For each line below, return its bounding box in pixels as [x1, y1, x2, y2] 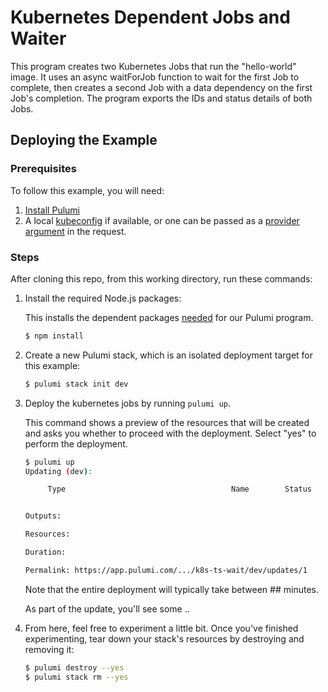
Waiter [10, 27, 67, 50]
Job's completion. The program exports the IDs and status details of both [10, 92, 313, 104]
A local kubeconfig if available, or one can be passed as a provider [24, 214, 300, 226]
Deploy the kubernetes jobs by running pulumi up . [24, 397, 232, 409]
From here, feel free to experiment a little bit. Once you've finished [24, 622, 299, 634]
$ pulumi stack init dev [24, 379, 129, 389]
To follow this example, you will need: [10, 184, 165, 196]
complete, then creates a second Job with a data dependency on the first [10, 81, 313, 93]
